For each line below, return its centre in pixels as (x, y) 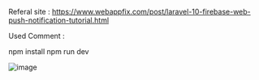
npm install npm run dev (49, 51)
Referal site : (29, 12)
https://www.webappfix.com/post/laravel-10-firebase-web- (151, 12)
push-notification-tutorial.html (59, 20)
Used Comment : (37, 36)
